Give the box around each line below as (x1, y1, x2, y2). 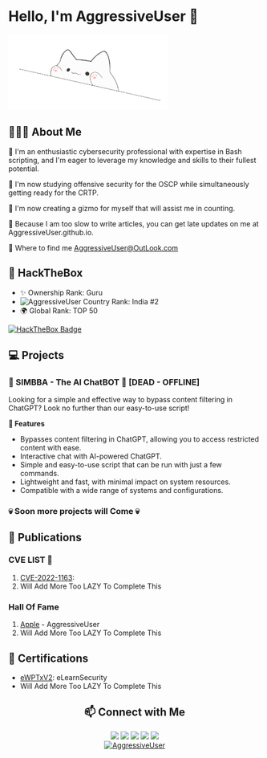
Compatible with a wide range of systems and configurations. (19, 486, 224, 495)
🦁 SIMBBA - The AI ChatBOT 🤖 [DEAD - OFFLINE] (8, 377, 200, 388)
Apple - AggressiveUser (19, 620, 100, 630)
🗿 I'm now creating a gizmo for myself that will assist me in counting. (8, 203, 236, 213)
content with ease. (19, 443, 82, 453)
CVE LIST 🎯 (8, 554, 54, 565)
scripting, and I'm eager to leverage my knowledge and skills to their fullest (8, 155, 257, 165)
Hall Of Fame (8, 601, 59, 613)
